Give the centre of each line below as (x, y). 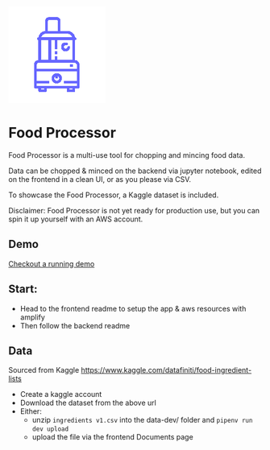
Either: (31, 411)
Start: (23, 289)
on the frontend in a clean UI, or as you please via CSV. (100, 179)
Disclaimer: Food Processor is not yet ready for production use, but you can (134, 210)
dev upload (50, 429)
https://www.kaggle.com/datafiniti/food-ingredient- (166, 370)
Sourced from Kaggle (44, 370)
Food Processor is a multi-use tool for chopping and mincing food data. (127, 155)
